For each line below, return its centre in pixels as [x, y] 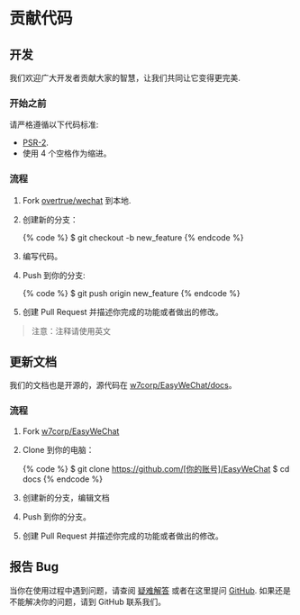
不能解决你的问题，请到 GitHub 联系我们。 [88, 601]
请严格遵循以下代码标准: [54, 125]
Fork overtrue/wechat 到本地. [77, 200]
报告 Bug [34, 567]
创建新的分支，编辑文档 [66, 497]
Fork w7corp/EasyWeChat [71, 431]
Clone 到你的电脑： [58, 449]
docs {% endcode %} [63, 479]
